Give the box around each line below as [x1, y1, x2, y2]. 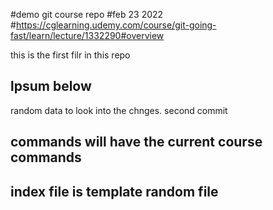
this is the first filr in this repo [10, 49, 131, 61]
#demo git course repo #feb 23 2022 [10, 9, 164, 20]
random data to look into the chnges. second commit [10, 104, 228, 116]
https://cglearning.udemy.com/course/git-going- [15, 19, 217, 31]
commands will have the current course [10, 134, 263, 151]
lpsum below [10, 78, 92, 95]
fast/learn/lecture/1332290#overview [10, 30, 165, 41]
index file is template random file [10, 183, 219, 200]
